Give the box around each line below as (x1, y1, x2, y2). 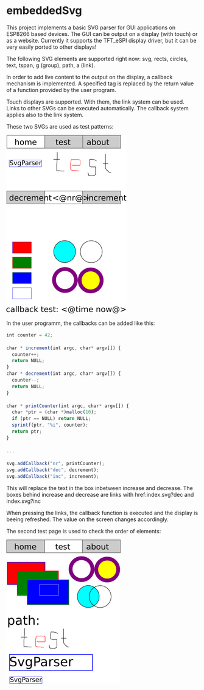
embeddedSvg (6, 4, 82, 18)
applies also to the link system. (6, 111, 84, 118)
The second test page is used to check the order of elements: (6, 528, 161, 535)
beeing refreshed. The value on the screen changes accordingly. (6, 516, 169, 523)
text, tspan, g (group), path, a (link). (6, 62, 96, 69)
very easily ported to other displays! (6, 43, 97, 51)
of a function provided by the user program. (6, 86, 116, 93)
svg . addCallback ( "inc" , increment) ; (6, 474, 99, 480)
